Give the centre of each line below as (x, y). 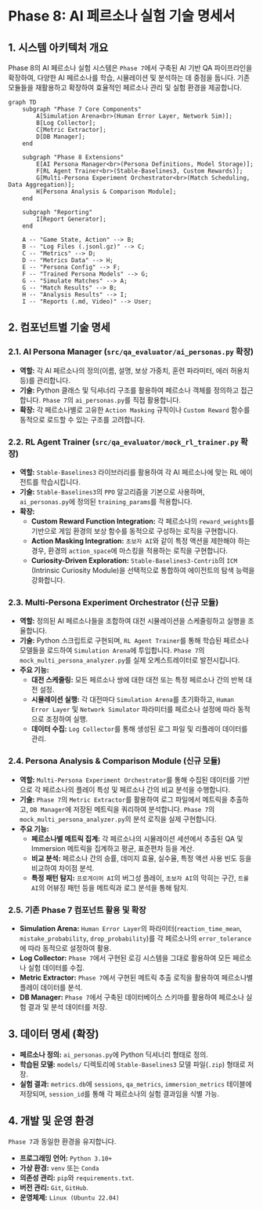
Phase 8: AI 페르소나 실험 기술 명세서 (122, 16)
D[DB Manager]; (61, 137)
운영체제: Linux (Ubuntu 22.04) (69, 1197)
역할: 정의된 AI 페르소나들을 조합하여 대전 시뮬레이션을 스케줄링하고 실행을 (133, 621)
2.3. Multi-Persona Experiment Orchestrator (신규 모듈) (113, 602)
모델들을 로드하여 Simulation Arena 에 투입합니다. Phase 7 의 (112, 650)
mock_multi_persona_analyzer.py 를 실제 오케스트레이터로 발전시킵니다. (130, 660)
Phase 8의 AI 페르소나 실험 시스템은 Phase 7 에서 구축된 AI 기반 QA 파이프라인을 (130, 68)
